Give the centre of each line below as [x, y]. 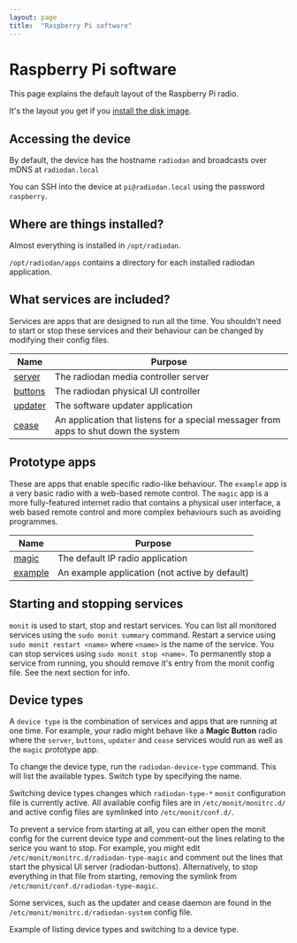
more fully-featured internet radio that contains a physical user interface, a [145, 502]
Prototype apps [53, 463]
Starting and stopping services [96, 604]
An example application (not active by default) [153, 572]
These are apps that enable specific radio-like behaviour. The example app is [148, 483]
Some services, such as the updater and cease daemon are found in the [141, 903]
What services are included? [90, 300]
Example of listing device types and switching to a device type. [124, 930]
